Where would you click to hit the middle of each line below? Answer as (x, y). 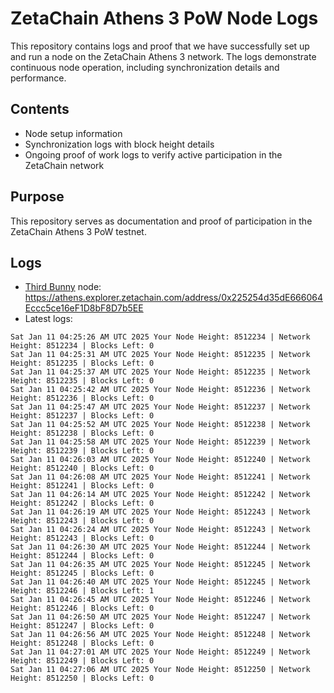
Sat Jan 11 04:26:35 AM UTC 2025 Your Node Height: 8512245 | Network (160, 565)
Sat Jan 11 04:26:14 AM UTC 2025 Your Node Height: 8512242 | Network (160, 495)
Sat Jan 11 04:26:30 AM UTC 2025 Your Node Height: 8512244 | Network (160, 547)
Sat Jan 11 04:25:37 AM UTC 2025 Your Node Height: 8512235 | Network (160, 372)
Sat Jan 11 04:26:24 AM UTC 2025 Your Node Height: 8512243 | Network (160, 530)
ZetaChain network (64, 165)
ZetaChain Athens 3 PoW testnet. (78, 231)
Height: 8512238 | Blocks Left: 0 (82, 433)
